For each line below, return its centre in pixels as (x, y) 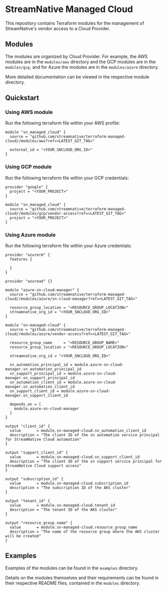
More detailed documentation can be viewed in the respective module (77, 77)
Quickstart (22, 98)
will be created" (23, 536)
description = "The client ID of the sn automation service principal (85, 435)
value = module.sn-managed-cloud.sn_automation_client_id (78, 431)
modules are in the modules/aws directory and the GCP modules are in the (80, 62)
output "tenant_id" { (28, 501)
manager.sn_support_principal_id (40, 378)
